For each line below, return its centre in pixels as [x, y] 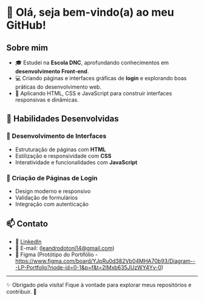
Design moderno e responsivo [53, 191]
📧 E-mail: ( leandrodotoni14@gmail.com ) [65, 248]
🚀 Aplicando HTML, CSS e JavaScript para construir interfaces [93, 93]
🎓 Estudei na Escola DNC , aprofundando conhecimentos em [92, 63]
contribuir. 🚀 [22, 291]
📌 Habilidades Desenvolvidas [63, 119]
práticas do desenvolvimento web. [58, 87]
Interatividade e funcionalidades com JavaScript [76, 162]
